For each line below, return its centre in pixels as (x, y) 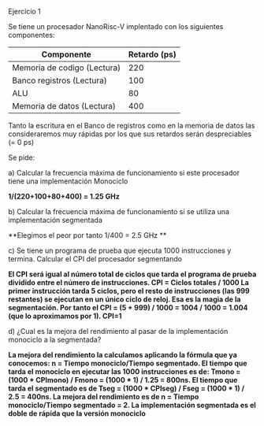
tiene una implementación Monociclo (68, 181)
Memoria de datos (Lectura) (64, 106)
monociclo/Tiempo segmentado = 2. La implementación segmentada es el (132, 405)
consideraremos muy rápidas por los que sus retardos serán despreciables (130, 134)
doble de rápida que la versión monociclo (77, 413)
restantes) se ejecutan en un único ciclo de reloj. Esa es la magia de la (125, 299)
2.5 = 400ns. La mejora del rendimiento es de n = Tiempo (104, 396)
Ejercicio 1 (24, 11)
